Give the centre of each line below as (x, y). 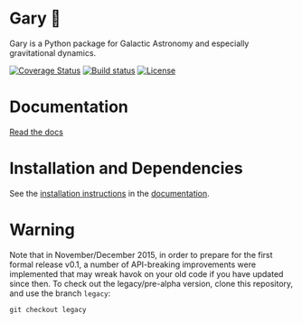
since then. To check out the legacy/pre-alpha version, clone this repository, (151, 283)
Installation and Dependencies (126, 168)
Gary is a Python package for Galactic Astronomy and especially (129, 43)
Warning (42, 230)
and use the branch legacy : (60, 293)
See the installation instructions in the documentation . (109, 193)
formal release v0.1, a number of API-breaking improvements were (132, 264)
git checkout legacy (48, 309)
